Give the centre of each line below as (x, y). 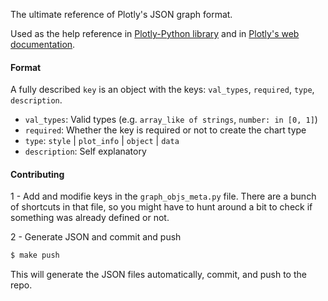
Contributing (37, 174)
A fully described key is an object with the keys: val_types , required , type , (162, 90)
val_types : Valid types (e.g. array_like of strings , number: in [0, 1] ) (171, 120)
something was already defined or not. (90, 218)
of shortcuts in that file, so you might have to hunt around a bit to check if (161, 207)
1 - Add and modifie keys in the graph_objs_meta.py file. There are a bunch (163, 196)
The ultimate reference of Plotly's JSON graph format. (121, 14)
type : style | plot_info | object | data (102, 141)
